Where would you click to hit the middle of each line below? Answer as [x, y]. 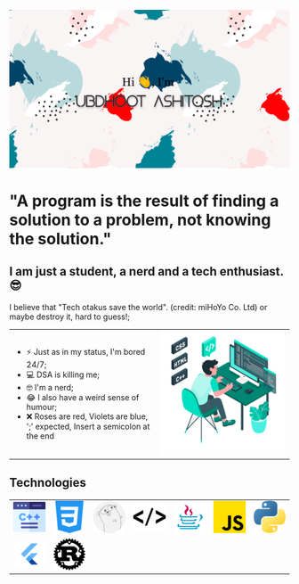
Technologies [48, 483]
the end [40, 436]
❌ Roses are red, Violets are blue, [87, 416]
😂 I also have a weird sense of [83, 398]
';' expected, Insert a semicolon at [88, 427]
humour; [42, 407]
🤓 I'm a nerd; [50, 388]
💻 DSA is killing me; [63, 374]
